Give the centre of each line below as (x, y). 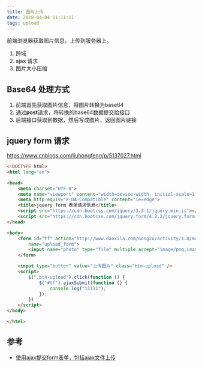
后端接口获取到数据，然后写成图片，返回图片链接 (76, 120)
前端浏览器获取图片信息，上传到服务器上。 (59, 41)
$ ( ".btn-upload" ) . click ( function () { (77, 277)
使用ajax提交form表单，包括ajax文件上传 (66, 357)
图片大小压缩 (31, 68)
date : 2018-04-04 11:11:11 (40, 17)
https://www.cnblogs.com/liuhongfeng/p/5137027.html (74, 156)
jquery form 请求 (38, 141)
